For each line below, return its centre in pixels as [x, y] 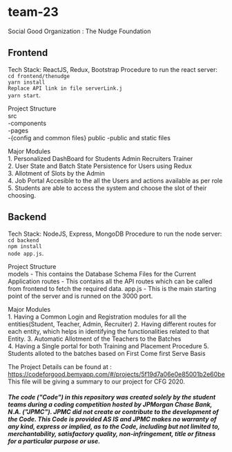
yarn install [27, 82]
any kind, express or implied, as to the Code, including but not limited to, [114, 426]
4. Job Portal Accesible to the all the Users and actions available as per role [115, 180]
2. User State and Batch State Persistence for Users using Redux [100, 166]
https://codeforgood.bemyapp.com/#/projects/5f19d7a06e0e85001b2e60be [116, 374]
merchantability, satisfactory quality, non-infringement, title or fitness [112, 434]
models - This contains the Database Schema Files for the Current [102, 274]
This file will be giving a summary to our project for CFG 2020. [96, 382]
